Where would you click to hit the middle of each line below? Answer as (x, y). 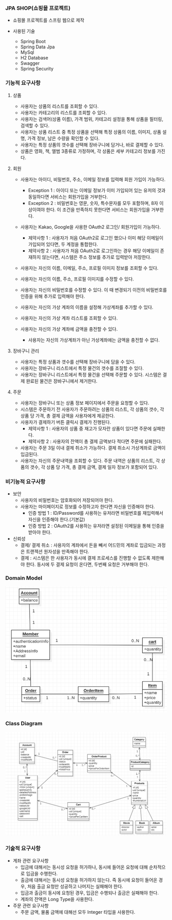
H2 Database (34, 58)
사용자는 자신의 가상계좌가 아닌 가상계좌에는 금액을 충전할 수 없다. (94, 340)
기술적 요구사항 (23, 849)
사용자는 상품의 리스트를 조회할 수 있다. (60, 106)
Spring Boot (33, 42)
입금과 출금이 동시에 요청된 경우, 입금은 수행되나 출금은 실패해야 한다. (90, 893)
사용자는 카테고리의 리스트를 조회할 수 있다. (64, 112)
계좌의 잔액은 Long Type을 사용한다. (57, 899)
